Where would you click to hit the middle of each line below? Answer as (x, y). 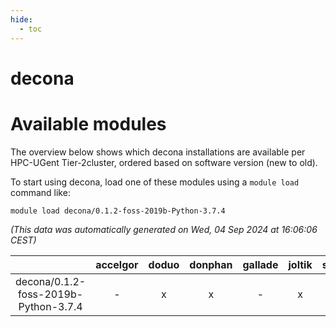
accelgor (117, 264)
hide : (21, 19)
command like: (40, 192)
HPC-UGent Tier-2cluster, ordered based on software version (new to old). (164, 162)
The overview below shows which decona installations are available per (158, 152)
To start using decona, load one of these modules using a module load (155, 182)
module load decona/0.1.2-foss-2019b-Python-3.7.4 (118, 211)
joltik (300, 264)
